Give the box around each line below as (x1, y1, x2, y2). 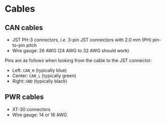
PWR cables (5, 93, 44, 102)
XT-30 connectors (12, 106, 51, 112)
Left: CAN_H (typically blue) (12, 67, 67, 73)
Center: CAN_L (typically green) (12, 73, 76, 79)
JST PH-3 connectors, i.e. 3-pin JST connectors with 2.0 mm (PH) (12, 37, 152, 43)
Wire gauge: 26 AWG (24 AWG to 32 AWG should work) (12, 48, 129, 53)
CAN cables (5, 23, 43, 32)
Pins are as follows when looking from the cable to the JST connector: (5, 57, 152, 64)
